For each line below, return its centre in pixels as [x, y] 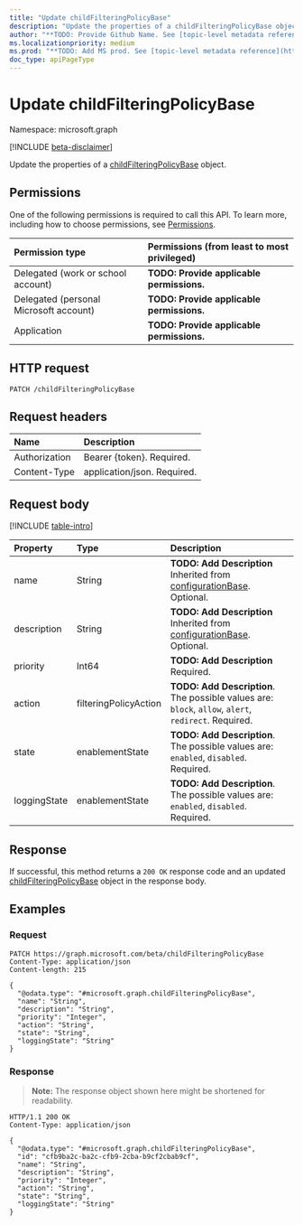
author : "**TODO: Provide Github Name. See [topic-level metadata [137, 34]
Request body [50, 504]
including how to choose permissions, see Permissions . [113, 224]
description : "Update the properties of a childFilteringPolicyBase [141, 26]
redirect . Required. [211, 721]
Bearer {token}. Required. [137, 457]
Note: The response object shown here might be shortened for [148, 1090]
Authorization [42, 457]
